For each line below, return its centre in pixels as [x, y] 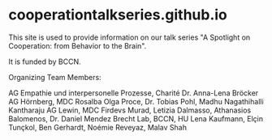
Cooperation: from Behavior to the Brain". [78, 45]
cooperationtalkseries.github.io [118, 15]
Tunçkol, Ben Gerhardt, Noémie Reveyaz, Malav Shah [97, 127]
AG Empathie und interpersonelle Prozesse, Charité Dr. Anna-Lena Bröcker [134, 93]
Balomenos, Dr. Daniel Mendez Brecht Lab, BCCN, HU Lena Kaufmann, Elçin [136, 118]
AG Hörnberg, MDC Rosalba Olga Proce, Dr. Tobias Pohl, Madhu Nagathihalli [136, 101]
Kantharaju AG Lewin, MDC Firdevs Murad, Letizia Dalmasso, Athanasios [130, 110]
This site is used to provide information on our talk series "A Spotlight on [130, 37]
